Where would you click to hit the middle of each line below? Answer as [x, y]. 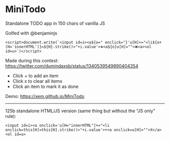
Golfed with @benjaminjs [31, 33]
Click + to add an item [35, 76]
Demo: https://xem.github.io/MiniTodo [45, 96]
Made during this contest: [32, 60]
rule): [11, 116]
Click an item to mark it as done [46, 86]
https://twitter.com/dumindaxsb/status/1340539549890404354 [72, 66]
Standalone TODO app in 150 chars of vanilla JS [55, 23]
